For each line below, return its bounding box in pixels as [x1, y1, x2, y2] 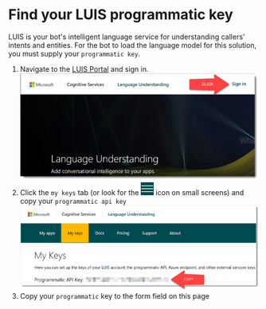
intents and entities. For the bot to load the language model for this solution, [8, 40, 257, 49]
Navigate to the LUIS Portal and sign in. [19, 64, 149, 73]
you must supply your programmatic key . [8, 49, 141, 58]
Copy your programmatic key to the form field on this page [19, 291, 209, 301]
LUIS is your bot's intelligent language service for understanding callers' [8, 32, 245, 41]
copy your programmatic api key [19, 197, 127, 206]
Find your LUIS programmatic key [8, 6, 233, 24]
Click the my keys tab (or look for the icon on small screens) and [19, 188, 244, 198]
